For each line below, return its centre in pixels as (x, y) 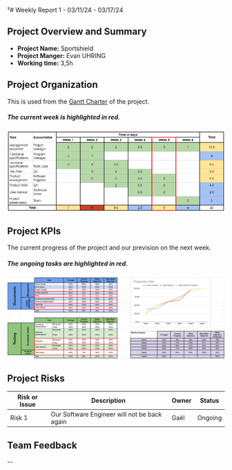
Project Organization (52, 85)
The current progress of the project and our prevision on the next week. (109, 247)
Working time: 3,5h (45, 63)
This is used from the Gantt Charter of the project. (78, 101)
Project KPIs (34, 231)
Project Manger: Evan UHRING (61, 55)
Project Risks (36, 378)
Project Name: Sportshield (55, 48)
